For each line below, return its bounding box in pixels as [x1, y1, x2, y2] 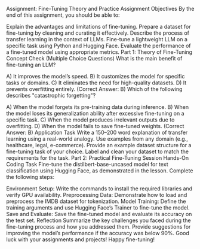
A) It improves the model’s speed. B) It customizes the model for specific [6, 73, 185, 80]
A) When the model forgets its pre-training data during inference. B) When [6, 104, 189, 110]
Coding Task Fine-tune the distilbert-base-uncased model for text [6, 161, 168, 168]
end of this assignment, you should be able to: [6, 11, 121, 19]
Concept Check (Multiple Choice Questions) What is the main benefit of [6, 55, 183, 62]
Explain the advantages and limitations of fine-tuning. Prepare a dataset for [6, 23, 191, 30]
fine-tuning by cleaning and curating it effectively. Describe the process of [6, 29, 190, 37]
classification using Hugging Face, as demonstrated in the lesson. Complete [6, 167, 193, 174]
